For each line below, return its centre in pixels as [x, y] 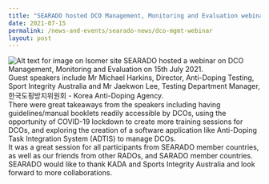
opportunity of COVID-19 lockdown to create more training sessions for [126, 122]
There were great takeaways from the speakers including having [114, 105]
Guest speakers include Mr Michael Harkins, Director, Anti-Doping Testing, [131, 78]
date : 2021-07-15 [37, 23]
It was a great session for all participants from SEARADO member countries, [134, 147]
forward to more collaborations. [60, 173]
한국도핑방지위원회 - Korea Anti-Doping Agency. [86, 96]
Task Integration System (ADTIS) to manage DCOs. [92, 139]
